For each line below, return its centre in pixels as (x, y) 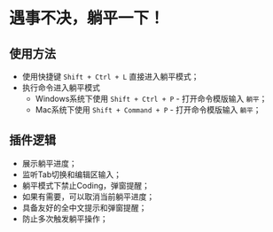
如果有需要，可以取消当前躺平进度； (88, 197)
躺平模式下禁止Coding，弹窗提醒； (86, 185)
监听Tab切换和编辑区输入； (72, 174)
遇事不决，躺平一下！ (87, 18)
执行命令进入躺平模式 (61, 88)
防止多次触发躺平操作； (65, 219)
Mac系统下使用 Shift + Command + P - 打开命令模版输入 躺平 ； (148, 110)
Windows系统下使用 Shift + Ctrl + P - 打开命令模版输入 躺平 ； (151, 99)
